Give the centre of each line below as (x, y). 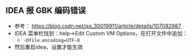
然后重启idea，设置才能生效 (48, 47)
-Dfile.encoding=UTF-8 (51, 40)
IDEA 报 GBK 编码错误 (46, 11)
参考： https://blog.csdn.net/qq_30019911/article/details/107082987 (97, 26)
